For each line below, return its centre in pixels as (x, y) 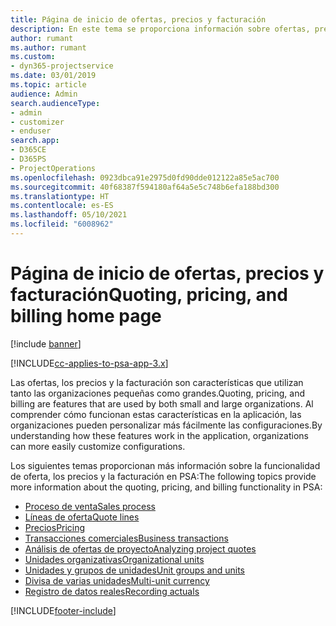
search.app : (35, 141)
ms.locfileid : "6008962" (62, 224)
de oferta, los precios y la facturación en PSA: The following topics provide (163, 476)
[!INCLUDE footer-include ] (63, 610)
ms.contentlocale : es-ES (62, 206)
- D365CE (28, 150)
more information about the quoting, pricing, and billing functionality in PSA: (166, 487)
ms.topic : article (48, 85)
